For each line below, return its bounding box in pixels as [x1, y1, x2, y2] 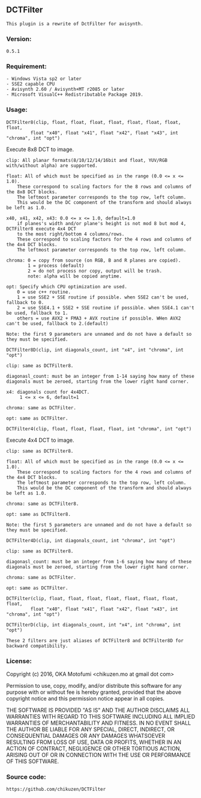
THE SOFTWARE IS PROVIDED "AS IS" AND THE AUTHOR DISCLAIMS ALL [6, 707, 190, 714]
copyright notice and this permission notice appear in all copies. [6, 695, 165, 702]
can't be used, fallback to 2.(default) [6, 320, 109, 327]
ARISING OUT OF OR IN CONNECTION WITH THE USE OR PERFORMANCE [6, 752, 191, 758]
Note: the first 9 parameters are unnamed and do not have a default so [6, 331, 192, 337]
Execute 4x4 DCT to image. [6, 436, 74, 444]
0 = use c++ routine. [17, 289, 71, 295]
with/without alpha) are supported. [6, 162, 98, 169]
